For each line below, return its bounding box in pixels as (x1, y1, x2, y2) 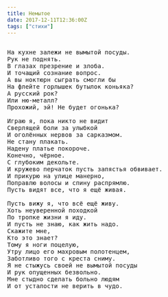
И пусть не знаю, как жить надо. (7, 221, 120, 228)
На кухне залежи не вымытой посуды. (7, 49, 130, 56)
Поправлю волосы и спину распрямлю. (7, 179, 130, 187)
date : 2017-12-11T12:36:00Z (7, 16, 88, 23)
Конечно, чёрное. (7, 152, 65, 159)
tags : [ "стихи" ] (7, 23, 53, 30)
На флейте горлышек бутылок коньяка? (7, 83, 134, 91)
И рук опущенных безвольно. (7, 269, 101, 276)
